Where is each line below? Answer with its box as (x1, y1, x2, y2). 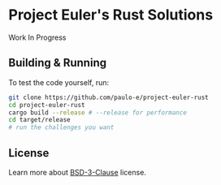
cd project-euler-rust (8, 101, 85, 109)
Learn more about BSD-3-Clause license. (8, 167, 146, 177)
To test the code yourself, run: (8, 77, 110, 87)
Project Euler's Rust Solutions (8, 6, 214, 24)
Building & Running (8, 56, 107, 70)
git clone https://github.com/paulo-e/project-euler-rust (8, 93, 209, 101)
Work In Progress (8, 32, 67, 42)
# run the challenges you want (8, 123, 115, 131)
